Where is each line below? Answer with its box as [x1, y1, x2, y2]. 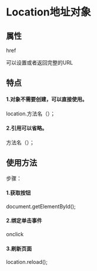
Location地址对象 [6, 5, 91, 19]
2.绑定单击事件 [6, 217, 42, 224]
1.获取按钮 [6, 189, 31, 196]
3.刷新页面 [6, 245, 32, 252]
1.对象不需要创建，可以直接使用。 [6, 95, 88, 102]
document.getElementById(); [6, 202, 76, 210]
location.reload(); [6, 259, 48, 266]
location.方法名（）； [6, 110, 56, 117]
